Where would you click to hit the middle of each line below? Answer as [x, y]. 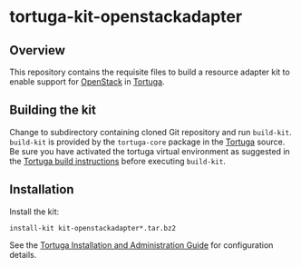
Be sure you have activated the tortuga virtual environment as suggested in [150, 151]
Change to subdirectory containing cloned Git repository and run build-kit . [150, 132]
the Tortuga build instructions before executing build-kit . [118, 161]
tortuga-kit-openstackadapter [126, 17]
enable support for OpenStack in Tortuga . [87, 82]
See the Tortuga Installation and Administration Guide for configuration [141, 245]
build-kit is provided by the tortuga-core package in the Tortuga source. [147, 142]
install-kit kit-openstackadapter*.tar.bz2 [93, 228]
